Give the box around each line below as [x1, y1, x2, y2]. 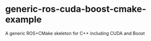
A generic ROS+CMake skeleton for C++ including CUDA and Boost [5, 30, 145, 36]
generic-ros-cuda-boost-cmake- [5, 3, 146, 15]
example [5, 14, 42, 25]
